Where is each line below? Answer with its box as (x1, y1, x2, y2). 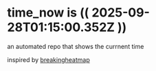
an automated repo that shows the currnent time (7, 42, 144, 50)
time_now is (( (7, 5, 89, 21)
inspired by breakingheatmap (7, 55, 91, 63)
